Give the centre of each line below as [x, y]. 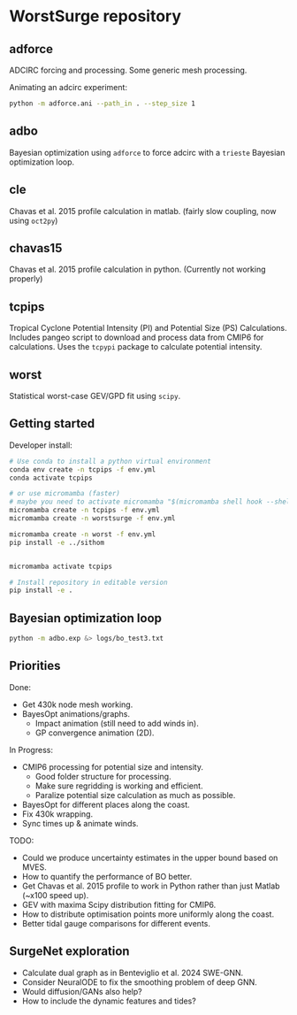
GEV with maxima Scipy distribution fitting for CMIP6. [119, 904]
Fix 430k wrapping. [57, 814]
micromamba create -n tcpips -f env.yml [85, 511]
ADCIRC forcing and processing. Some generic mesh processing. [128, 70]
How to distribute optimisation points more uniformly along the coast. [148, 914]
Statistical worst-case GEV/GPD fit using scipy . [95, 396]
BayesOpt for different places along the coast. [106, 804]
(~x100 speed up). [55, 895]
